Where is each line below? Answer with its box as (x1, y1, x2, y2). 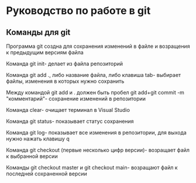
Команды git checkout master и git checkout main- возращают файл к (6, 164, 178, 171)
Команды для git (6, 27, 71, 37)
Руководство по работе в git (6, 4, 151, 17)
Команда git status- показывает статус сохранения (6, 118, 134, 125)
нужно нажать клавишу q (6, 135, 70, 142)
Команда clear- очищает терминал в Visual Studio (6, 107, 130, 113)
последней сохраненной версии (6, 170, 88, 177)
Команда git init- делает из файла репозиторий (6, 60, 123, 67)
